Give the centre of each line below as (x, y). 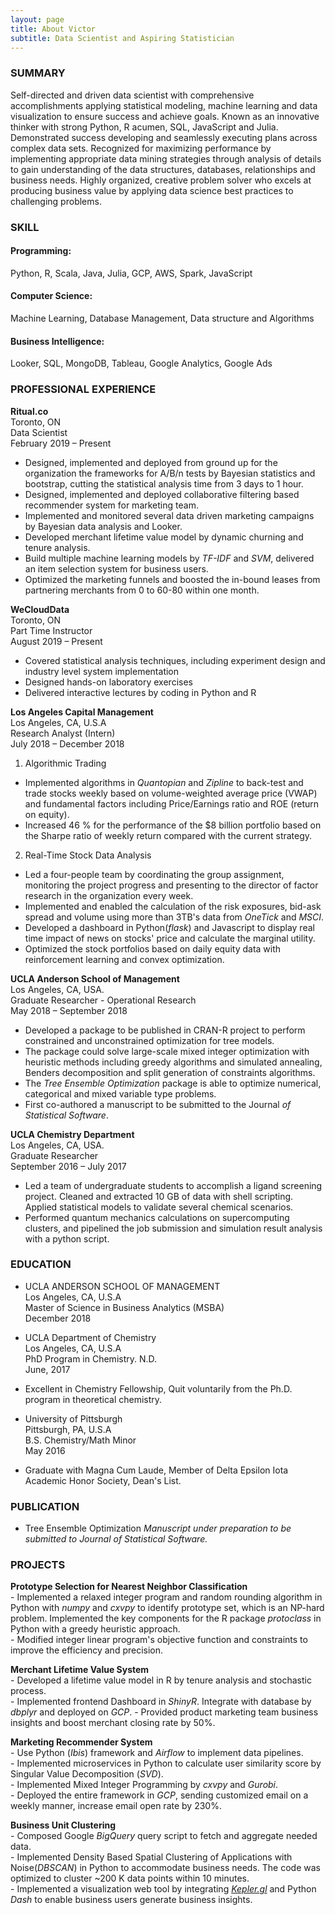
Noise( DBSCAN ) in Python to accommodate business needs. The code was (165, 1868)
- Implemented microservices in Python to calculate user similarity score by (166, 1763)
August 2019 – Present (56, 641)
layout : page (37, 19)
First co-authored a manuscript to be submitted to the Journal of (158, 1104)
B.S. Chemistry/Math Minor (80, 1440)
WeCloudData (40, 609)
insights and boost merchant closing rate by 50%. (113, 1723)
